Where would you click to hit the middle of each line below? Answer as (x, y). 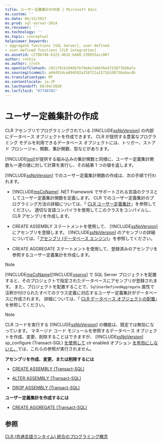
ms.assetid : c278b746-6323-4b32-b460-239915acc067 (57, 55)
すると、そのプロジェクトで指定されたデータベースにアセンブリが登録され (79, 281)
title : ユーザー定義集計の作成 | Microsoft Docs (51, 9)
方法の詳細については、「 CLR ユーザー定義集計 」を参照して (97, 204)
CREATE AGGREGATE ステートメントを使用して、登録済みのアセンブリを (85, 249)
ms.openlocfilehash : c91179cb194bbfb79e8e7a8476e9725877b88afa (70, 68)
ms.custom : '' (19, 14)
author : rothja (20, 59)
